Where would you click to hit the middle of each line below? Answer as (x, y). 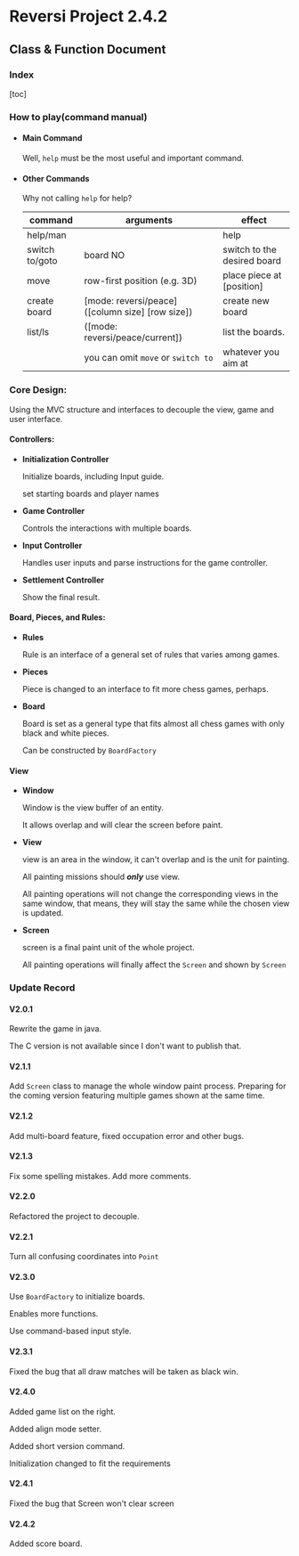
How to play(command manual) (79, 117)
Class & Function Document (88, 49)
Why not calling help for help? (77, 199)
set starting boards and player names (91, 493)
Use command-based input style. (70, 1331)
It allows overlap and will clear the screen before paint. (122, 825)
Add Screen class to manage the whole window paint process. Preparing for (148, 1086)
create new (246, 301)
